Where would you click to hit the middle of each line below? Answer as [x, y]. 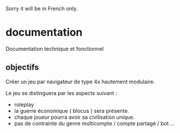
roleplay [24, 104]
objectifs [22, 67]
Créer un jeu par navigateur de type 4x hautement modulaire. [80, 82]
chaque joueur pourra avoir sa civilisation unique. [74, 117]
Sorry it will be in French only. [42, 9]
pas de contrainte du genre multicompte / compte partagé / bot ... [94, 123]
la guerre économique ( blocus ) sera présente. [72, 111]
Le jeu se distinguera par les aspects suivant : [61, 93]
